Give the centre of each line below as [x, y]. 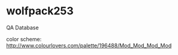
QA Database [22, 27]
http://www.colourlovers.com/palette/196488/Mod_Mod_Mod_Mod [89, 45]
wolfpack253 [40, 11]
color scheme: [24, 39]
